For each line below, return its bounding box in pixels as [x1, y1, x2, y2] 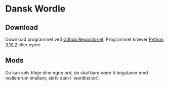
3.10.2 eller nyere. [5, 42, 42, 48]
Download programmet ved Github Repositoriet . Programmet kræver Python [5, 36, 164, 42]
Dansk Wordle [5, 3, 66, 15]
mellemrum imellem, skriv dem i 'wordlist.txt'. [5, 75, 100, 81]
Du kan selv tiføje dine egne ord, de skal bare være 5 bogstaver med [5, 69, 148, 75]
